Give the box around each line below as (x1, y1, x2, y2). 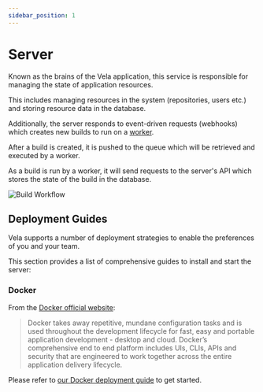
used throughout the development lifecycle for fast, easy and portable (27, 326, 255, 335)
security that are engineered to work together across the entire (27, 351, 232, 361)
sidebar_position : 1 (8, 11, 76, 20)
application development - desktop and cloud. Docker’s (27, 335, 208, 344)
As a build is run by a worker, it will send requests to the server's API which (8, 166, 252, 176)
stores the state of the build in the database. (8, 174, 152, 183)
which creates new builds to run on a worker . (8, 127, 154, 136)
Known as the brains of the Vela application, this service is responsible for (8, 72, 249, 81)
